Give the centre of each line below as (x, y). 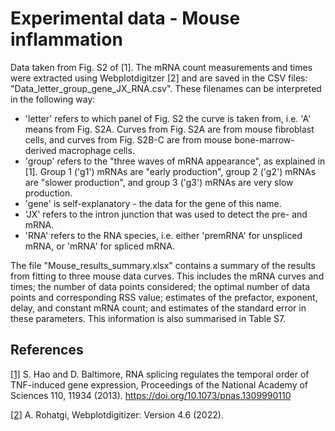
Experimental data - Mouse (125, 18)
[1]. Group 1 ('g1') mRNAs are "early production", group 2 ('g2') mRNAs (170, 171)
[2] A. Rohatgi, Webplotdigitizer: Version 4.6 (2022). (117, 414)
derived (40, 150)
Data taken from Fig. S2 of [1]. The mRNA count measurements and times (161, 67)
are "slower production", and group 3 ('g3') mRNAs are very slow (159, 182)
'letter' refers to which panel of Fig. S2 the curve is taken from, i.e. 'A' (168, 118)
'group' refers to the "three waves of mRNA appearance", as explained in (175, 161)
